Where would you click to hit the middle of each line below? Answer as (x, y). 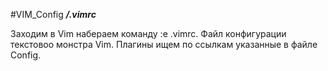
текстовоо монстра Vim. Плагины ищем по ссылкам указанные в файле (164, 44)
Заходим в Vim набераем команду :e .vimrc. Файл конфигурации (148, 33)
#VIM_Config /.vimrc (53, 14)
